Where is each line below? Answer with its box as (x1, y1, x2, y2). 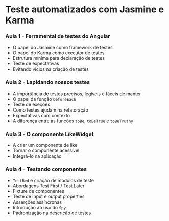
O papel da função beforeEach (12, 96, 77, 102)
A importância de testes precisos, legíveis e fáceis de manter (12, 91, 141, 97)
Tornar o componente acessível (12, 147, 80, 154)
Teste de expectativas (12, 60, 60, 67)
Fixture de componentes (12, 188, 65, 194)
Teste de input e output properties (12, 193, 85, 200)
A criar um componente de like (12, 142, 78, 148)
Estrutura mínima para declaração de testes (12, 55, 105, 61)
